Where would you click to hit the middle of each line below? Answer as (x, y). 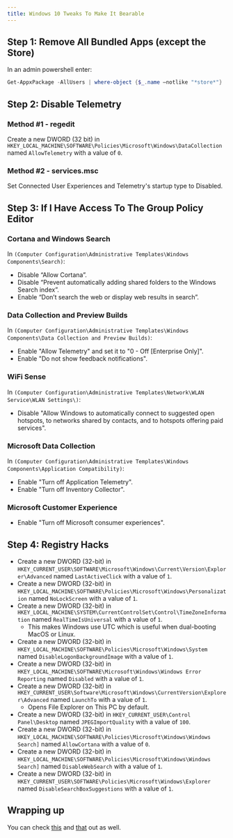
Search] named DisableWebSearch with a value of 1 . (90, 766)
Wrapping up (36, 810)
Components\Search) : (36, 261)
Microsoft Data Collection (51, 446)
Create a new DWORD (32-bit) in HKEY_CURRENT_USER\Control (104, 714)
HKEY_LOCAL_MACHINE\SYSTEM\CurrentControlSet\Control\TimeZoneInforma (122, 612)
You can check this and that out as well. (64, 827)
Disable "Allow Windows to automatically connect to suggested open (116, 413)
